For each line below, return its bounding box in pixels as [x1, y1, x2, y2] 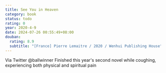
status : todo [5, 16, 32, 21]
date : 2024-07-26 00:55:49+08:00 [5, 30, 74, 35]
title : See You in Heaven [5, 7, 58, 12]
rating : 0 [5, 21, 26, 26]
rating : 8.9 [9, 39, 35, 44]
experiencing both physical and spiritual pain [5, 62, 97, 68]
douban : [5, 35, 21, 40]
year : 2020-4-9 [5, 25, 37, 30]
